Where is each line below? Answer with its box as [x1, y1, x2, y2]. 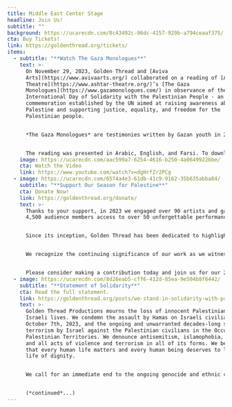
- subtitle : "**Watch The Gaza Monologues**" [13, 55, 147, 62]
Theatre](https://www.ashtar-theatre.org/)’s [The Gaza [25, 81, 190, 88]
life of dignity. [25, 353, 76, 359]
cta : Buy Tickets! [7, 36, 60, 43]
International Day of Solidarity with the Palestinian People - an [25, 94, 224, 101]
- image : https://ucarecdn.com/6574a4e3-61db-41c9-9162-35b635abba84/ [13, 175, 221, 183]
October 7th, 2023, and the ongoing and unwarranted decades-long [25, 321, 221, 328]
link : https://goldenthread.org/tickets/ [7, 42, 128, 49]
